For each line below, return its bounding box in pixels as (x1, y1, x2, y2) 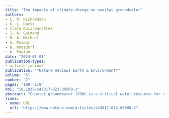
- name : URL (5, 101, 30, 106)
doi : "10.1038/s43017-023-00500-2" (5, 86, 80, 92)
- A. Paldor (5, 40, 30, 45)
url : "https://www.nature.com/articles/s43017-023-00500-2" (10, 105, 138, 110)
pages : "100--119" (5, 82, 44, 87)
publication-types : (5, 59, 46, 64)
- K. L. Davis (5, 21, 35, 27)
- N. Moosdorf (5, 45, 35, 50)
